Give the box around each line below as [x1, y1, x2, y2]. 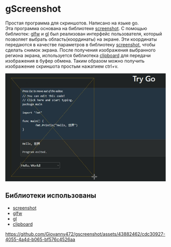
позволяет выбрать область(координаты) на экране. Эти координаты [5, 36, 157, 42]
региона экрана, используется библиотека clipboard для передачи [5, 52, 151, 59]
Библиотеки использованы [5, 191, 97, 200]
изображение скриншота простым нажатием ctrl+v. [5, 63, 119, 69]
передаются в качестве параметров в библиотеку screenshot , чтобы [5, 41, 156, 47]
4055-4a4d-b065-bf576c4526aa [5, 236, 75, 242]
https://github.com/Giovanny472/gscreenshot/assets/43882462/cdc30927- [5, 231, 165, 237]
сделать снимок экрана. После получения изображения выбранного [5, 47, 156, 53]
